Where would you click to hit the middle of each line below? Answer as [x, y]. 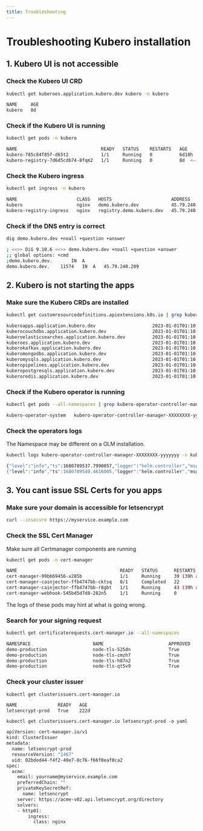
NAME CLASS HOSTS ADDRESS [98, 199]
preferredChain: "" [42, 783]
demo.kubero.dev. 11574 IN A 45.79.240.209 [72, 267]
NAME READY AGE [47, 705]
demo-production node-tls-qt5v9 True [93, 666]
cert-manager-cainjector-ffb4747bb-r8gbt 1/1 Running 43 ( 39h [100, 588]
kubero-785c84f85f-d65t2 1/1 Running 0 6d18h [100, 155]
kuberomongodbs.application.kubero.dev [56, 354]
